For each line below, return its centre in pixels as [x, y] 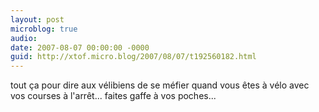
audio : [24, 38]
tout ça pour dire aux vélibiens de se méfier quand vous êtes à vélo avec [160, 85]
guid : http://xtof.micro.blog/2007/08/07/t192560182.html [133, 57]
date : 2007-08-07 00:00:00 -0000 [80, 47]
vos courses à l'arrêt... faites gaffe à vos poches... [113, 96]
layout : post [37, 19]
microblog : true [44, 29]
